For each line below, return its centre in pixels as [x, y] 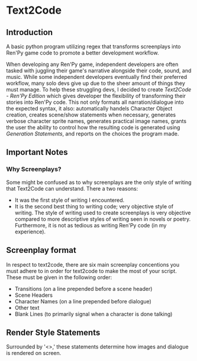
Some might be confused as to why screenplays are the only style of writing [99, 182]
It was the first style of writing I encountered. [70, 200]
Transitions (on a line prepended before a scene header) [83, 289]
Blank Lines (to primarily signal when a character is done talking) [93, 314]
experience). [30, 232]
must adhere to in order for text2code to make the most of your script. [92, 271]
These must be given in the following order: [59, 277]
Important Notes [37, 152]
